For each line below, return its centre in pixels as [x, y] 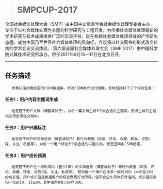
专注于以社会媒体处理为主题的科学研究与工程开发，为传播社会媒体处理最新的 [81, 30]
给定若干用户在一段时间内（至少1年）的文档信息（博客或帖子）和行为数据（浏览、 [81, 167]
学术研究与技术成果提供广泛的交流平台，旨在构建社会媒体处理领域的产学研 [79, 36]
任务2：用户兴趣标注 [25, 127]
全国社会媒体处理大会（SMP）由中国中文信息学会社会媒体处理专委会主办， [80, 24]
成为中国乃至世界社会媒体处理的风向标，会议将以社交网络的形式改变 [86, 42]
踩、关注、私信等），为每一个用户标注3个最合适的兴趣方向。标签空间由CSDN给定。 [74, 144]
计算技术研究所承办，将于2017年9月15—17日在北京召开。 [66, 54]
